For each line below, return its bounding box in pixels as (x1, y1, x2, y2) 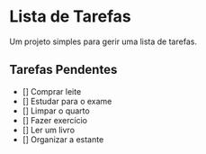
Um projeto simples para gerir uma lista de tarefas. (9, 36, 198, 47)
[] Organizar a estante (22, 133, 104, 145)
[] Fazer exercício (22, 114, 88, 125)
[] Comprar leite (22, 86, 82, 96)
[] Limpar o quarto (22, 105, 90, 116)
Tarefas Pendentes (9, 62, 118, 77)
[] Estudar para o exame (22, 95, 112, 106)
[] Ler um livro (22, 124, 75, 135)
